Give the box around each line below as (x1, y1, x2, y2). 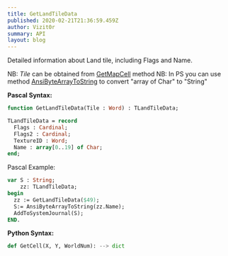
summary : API (7, 30, 46, 37)
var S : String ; (7, 177, 55, 184)
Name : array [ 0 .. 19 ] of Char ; (13, 144, 103, 151)
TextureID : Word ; (13, 137, 69, 144)
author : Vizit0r (7, 23, 55, 30)
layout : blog (7, 37, 46, 44)
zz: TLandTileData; (20, 183, 78, 191)
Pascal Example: (7, 163, 55, 172)
